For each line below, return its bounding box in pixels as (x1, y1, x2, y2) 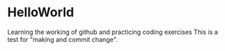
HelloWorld (7, 4, 74, 21)
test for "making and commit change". (7, 35, 118, 43)
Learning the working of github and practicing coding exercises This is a (7, 28, 218, 36)
